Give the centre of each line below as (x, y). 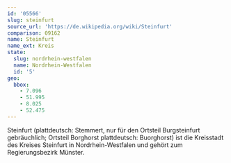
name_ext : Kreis (31, 46)
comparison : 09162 (34, 33)
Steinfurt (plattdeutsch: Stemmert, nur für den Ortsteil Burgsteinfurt (104, 130)
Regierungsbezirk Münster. (46, 152)
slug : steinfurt (31, 20)
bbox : (22, 85)
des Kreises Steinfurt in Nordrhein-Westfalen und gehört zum (95, 145)
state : (17, 53)
